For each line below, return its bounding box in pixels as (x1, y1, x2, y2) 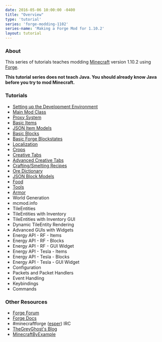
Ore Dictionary (12, 167, 43, 174)
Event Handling (12, 275, 44, 281)
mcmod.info (12, 200, 38, 206)
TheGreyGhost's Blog (12, 326, 57, 332)
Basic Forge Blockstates (12, 136, 63, 142)
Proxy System (12, 114, 42, 120)
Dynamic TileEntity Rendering (12, 221, 74, 227)
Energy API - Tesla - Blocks (12, 253, 69, 260)
